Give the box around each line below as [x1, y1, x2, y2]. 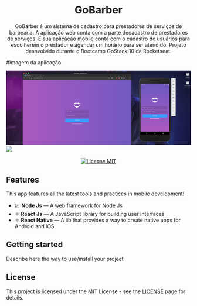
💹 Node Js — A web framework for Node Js [14, 202, 123, 209]
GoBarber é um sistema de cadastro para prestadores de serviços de [15, 22, 182, 30]
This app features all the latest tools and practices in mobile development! [6, 190, 185, 197]
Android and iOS [14, 223, 55, 230]
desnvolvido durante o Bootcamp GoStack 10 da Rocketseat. [25, 47, 172, 54]
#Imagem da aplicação [6, 59, 62, 66]
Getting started [6, 240, 63, 250]
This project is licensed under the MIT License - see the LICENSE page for [6, 288, 186, 295]
